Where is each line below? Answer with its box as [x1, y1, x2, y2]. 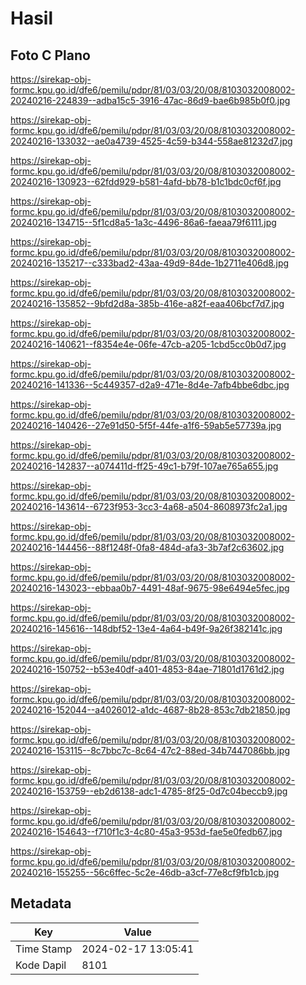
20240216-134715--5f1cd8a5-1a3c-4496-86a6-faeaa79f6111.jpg [10, 217, 277, 228]
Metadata [10, 895, 72, 912]
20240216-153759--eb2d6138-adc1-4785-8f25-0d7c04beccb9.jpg [10, 785, 288, 797]
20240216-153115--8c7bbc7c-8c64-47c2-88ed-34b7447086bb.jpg [10, 745, 290, 756]
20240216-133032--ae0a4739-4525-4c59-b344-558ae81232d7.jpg [10, 135, 293, 147]
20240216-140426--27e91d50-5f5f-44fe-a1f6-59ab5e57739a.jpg [10, 420, 282, 431]
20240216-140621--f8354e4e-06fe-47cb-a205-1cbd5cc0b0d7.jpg [10, 338, 287, 350]
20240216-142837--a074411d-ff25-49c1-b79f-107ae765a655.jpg [10, 460, 279, 472]
